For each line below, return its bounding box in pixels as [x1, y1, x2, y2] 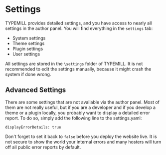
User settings [12, 51, 40, 57]
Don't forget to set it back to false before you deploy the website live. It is [5, 133, 157, 139]
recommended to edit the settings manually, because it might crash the [5, 66, 152, 72]
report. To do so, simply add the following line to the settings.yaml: [5, 115, 142, 121]
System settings [12, 35, 46, 41]
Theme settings [12, 40, 45, 46]
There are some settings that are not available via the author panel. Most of [5, 99, 160, 105]
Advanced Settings [5, 86, 66, 94]
